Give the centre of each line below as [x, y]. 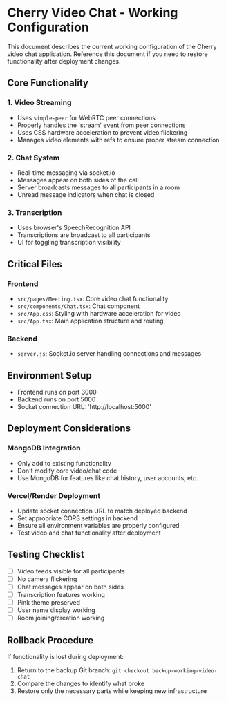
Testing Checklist [46, 554]
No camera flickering [47, 579]
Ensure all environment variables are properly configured [98, 525]
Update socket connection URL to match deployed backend [102, 511]
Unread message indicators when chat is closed [86, 194]
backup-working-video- [185, 671]
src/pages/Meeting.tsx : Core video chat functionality [93, 298]
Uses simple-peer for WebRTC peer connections [86, 117]
